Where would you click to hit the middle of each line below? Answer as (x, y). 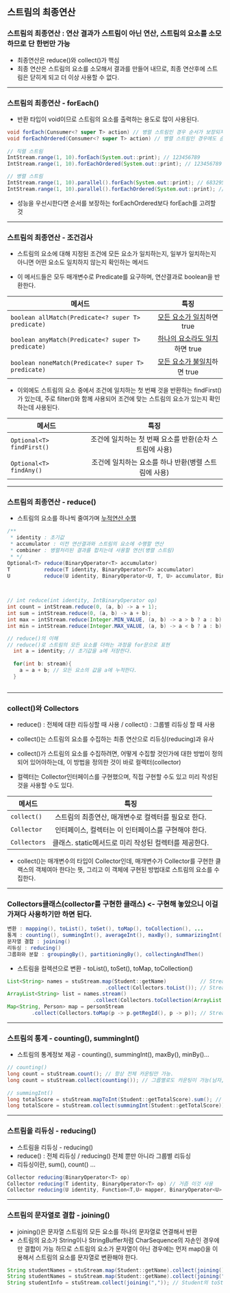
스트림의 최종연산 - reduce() (52, 502)
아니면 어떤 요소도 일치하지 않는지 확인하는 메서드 (83, 262)
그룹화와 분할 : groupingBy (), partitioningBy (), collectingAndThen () (105, 954)
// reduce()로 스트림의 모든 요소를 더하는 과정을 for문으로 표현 (89, 645)
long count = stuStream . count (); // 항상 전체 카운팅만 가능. (90, 1074)
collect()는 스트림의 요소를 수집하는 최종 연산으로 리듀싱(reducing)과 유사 (115, 739)
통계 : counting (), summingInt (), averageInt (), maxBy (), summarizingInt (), (117, 936)
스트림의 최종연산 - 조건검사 (50, 237)
